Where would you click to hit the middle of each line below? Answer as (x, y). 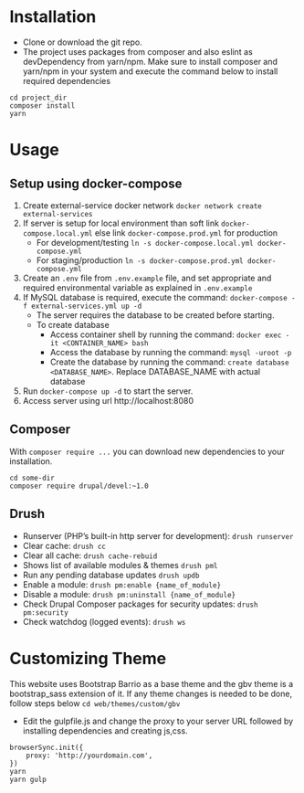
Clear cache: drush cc (64, 545)
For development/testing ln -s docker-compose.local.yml (145, 242)
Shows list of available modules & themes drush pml (120, 565)
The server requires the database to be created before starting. (155, 315)
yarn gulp (28, 779)
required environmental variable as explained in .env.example (137, 287)
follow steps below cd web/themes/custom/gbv (95, 703)
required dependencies (67, 80)
